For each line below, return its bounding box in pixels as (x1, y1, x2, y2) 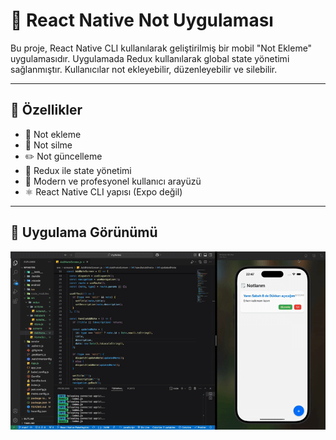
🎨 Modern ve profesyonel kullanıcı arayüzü (24, 175, 202, 187)
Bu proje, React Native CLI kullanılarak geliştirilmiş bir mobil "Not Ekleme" (10, 42, 313, 54)
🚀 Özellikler (10, 102, 83, 119)
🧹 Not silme (24, 139, 73, 151)
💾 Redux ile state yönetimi (24, 164, 132, 176)
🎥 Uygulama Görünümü (10, 224, 158, 241)
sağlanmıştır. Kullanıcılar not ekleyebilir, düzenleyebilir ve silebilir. (10, 63, 278, 75)
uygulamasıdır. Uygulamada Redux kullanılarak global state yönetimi (10, 52, 290, 64)
